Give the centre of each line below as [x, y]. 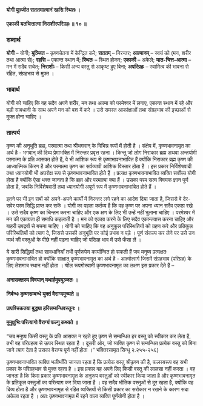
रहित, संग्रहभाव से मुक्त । [30, 73]
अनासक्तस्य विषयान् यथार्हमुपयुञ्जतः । [42, 279]
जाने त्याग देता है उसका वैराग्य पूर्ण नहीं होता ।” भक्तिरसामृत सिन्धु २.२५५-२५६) [83, 350]
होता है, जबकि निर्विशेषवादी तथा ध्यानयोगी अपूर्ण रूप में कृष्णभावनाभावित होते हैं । [82, 187]
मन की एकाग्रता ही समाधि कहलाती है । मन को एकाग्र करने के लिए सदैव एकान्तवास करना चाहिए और [100, 219]
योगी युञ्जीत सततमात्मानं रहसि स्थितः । [43, 10]
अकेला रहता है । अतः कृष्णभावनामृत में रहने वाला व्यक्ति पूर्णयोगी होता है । [75, 396]
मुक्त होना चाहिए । [24, 116]
